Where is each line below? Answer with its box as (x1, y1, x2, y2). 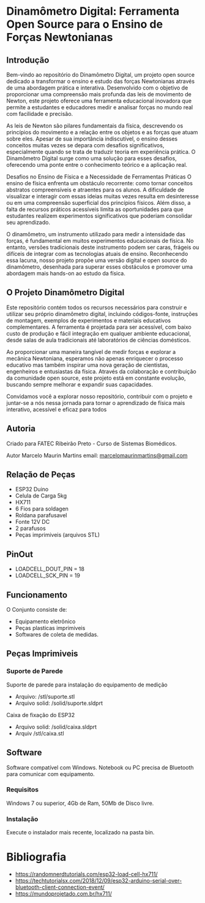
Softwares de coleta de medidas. (15, 631, 99, 639)
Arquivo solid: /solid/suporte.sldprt (15, 699, 103, 707)
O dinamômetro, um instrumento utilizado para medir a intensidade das (6, 231, 185, 237)
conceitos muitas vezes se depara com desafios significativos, (6, 142, 165, 148)
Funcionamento (6, 590, 68, 600)
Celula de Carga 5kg (15, 492, 67, 499)
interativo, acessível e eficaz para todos (6, 405, 107, 413)
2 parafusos (15, 525, 46, 532)
